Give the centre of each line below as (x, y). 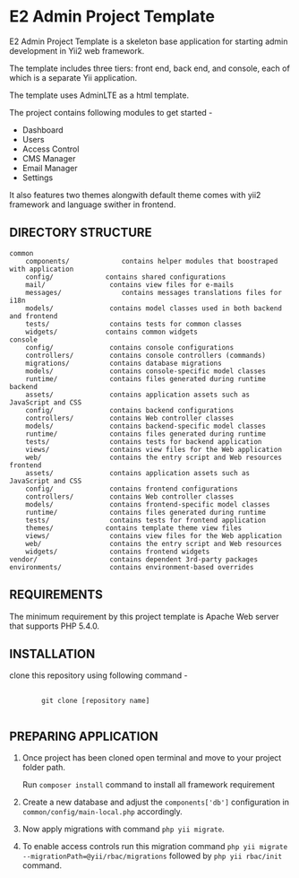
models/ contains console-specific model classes (146, 371)
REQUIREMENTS (56, 595)
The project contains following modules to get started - (111, 112)
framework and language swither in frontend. (93, 204)
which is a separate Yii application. (73, 77)
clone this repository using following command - (98, 675)
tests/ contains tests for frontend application (146, 520)
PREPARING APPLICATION (84, 736)
